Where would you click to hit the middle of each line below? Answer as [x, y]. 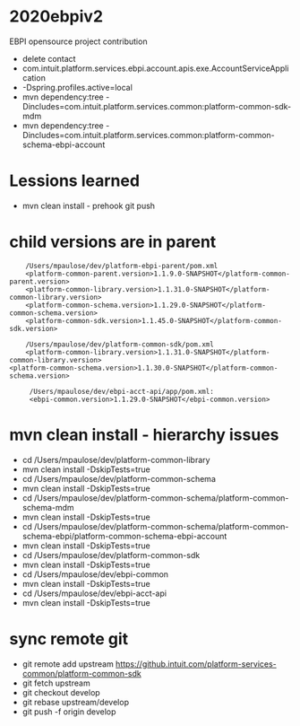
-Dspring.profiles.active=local [77, 87]
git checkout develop [61, 692]
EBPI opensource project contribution [78, 41]
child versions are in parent [113, 242]
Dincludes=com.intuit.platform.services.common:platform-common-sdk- [157, 106]
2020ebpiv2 [56, 17]
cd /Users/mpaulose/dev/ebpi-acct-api [94, 593]
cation [34, 77]
